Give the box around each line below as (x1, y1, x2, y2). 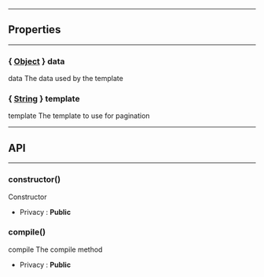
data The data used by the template (8, 74, 123, 83)
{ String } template (8, 94, 80, 105)
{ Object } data (8, 56, 65, 67)
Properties (8, 23, 61, 36)
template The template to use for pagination (8, 111, 151, 120)
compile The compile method (8, 245, 103, 254)
